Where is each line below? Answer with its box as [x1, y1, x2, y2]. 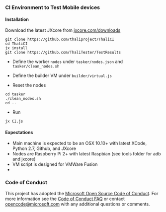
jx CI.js [5, 119, 23, 124]
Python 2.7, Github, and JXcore [12, 145, 76, 151]
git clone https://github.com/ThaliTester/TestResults [5, 50, 121, 55]
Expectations [5, 129, 33, 135]
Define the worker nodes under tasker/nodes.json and [12, 59, 123, 65]
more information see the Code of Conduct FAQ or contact [5, 196, 125, 202]
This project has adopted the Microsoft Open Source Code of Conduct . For [5, 190, 159, 196]
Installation [5, 16, 29, 22]
